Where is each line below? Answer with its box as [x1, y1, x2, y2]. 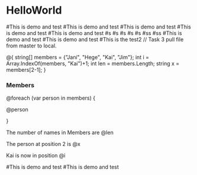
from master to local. [6, 42, 57, 49]
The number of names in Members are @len [6, 129, 114, 136]
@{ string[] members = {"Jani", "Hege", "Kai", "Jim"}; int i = [6, 53, 150, 61]
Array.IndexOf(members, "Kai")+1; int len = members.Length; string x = [6, 60, 180, 67]
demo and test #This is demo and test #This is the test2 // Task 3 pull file [6, 36, 184, 43]
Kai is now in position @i [6, 152, 66, 159]
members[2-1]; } [6, 66, 46, 73]
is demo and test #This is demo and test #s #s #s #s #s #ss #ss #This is [6, 29, 182, 36]
